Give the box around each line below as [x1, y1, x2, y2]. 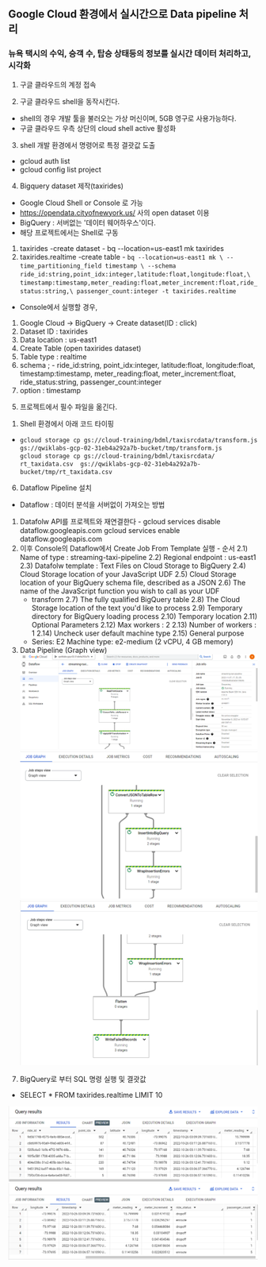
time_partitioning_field [19, 261, 102, 270]
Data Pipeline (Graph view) [19, 645, 108, 655]
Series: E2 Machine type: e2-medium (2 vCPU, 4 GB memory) [31, 636, 234, 646]
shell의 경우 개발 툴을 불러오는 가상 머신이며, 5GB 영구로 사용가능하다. [19, 114, 237, 123]
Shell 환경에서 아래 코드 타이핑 [19, 419, 115, 428]
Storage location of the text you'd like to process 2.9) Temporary [31, 603, 243, 612]
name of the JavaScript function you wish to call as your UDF [19, 586, 220, 596]
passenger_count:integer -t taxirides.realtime [76, 287, 237, 296]
